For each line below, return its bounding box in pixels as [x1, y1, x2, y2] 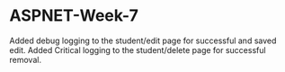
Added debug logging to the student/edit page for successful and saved [9, 35, 277, 46]
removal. [9, 54, 42, 65]
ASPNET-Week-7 [9, 5, 139, 26]
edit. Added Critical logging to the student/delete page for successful [9, 44, 267, 55]
